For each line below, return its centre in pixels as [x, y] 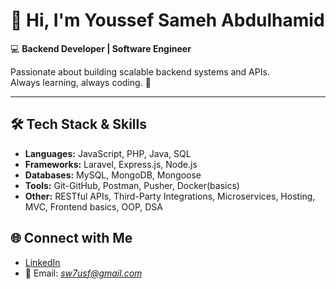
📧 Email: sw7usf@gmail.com [83, 273]
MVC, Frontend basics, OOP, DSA [93, 206]
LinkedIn [42, 262]
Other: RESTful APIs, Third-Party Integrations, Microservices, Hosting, [170, 196]
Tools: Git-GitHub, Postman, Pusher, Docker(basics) [132, 185]
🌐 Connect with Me [71, 238]
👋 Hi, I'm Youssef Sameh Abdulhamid [167, 20]
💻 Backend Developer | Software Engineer [101, 48]
